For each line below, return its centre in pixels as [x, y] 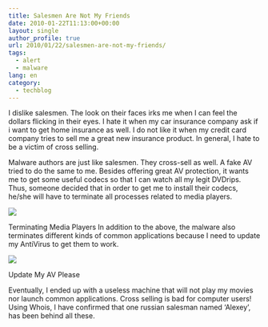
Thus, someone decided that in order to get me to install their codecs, [123, 188]
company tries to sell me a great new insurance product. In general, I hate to [134, 139]
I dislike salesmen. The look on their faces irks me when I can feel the [123, 113]
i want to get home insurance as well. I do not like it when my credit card [127, 130]
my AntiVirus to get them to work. [64, 244]
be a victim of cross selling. [54, 147]
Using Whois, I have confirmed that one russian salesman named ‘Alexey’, [130, 307]
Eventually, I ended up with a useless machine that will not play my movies [131, 290]
